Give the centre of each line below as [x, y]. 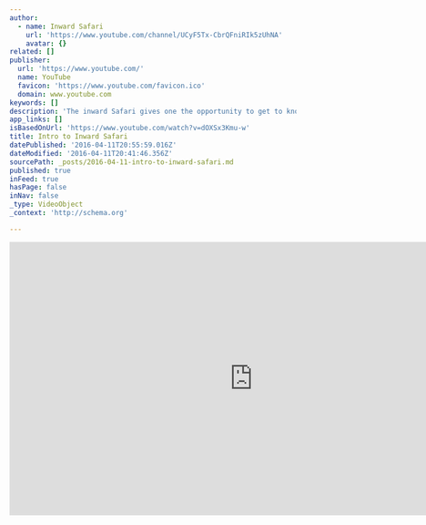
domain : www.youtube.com [65, 94]
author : [24, 18]
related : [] [32, 52]
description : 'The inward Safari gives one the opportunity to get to [146, 111]
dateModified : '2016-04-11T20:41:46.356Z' [91, 153]
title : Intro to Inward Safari [69, 137]
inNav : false [34, 196]
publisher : [30, 60]
